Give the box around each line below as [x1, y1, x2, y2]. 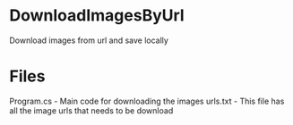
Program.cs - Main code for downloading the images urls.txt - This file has [9, 96, 285, 106]
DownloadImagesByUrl [9, 5, 185, 26]
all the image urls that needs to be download [9, 104, 174, 116]
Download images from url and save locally [9, 35, 168, 46]
